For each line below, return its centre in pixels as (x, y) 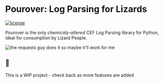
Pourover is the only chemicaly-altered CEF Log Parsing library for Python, (82, 32)
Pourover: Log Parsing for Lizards (76, 9)
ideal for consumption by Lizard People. (46, 38)
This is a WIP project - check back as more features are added (69, 75)
